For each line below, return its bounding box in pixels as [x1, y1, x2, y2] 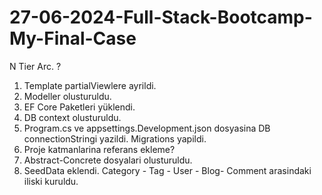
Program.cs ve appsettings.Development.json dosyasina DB [23, 122, 271, 134]
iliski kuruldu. [23, 175, 79, 187]
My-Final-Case [9, 27, 137, 50]
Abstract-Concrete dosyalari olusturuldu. [23, 154, 193, 166]
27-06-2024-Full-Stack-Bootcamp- [9, 6, 313, 29]
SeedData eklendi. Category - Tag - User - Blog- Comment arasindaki [23, 164, 312, 176]
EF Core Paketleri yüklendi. [23, 101, 136, 113]
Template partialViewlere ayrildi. [23, 79, 157, 91]
